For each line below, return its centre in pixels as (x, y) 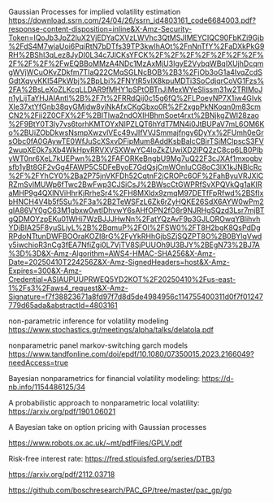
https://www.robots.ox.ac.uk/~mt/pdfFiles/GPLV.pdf (95, 443)
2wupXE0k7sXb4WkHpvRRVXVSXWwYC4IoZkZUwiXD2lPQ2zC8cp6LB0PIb (136, 150)
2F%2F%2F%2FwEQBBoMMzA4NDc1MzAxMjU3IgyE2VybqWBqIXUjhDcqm (136, 63)
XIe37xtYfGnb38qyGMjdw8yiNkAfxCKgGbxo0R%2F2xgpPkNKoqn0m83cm (135, 106)
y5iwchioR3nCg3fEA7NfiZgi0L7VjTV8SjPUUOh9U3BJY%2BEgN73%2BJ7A (134, 245)
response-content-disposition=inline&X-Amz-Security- (100, 29)
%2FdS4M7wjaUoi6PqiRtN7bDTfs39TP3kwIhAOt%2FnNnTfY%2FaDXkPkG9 (136, 46)
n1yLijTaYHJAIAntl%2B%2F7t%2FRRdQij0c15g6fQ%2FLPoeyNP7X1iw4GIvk (135, 98)
